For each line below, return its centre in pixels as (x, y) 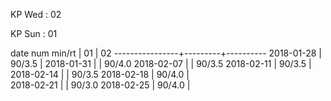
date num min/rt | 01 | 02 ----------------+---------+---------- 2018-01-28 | (166, 53)
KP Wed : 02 (36, 14)
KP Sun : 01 (34, 33)
